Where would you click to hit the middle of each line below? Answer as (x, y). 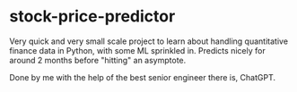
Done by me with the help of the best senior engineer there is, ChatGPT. (143, 77)
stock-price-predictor (92, 17)
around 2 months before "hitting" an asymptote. (98, 60)
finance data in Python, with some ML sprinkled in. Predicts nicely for (138, 50)
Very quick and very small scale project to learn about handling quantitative (149, 41)
